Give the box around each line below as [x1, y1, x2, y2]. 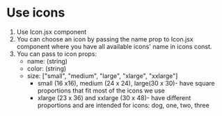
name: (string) [26, 57, 68, 65]
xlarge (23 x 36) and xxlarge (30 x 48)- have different [37, 93, 191, 101]
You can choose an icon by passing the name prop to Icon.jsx [16, 35, 193, 43]
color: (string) [26, 64, 67, 72]
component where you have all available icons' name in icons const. [16, 42, 212, 50]
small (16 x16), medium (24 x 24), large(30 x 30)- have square [37, 79, 215, 87]
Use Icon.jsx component [16, 28, 87, 36]
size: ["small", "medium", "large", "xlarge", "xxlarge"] [26, 71, 178, 80]
